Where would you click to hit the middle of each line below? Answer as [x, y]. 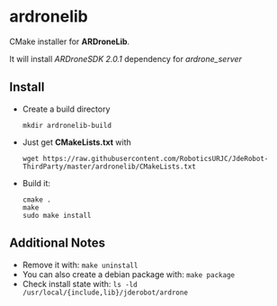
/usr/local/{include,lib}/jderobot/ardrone [105, 292]
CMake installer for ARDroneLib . [70, 41]
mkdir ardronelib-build [67, 125]
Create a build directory [66, 109]
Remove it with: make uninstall [80, 265]
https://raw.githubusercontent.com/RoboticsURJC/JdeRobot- [156, 158]
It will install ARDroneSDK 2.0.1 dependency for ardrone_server [126, 58]
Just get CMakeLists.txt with [77, 142]
